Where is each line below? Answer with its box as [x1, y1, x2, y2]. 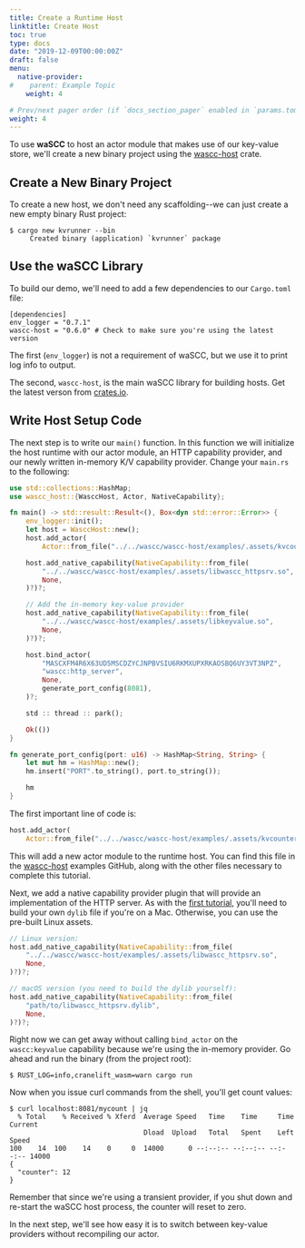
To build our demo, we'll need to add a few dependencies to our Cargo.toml [9, 282, 292, 293]
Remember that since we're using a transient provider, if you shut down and [9, 1192, 293, 1203]
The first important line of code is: [9, 808, 137, 819]
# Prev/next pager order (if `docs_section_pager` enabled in [9, 105, 250, 114]
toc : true [9, 30, 47, 39]
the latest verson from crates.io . [9, 387, 129, 398]
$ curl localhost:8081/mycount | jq [9, 1105, 148, 1114]
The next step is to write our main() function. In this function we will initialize [9, 437, 295, 447]
